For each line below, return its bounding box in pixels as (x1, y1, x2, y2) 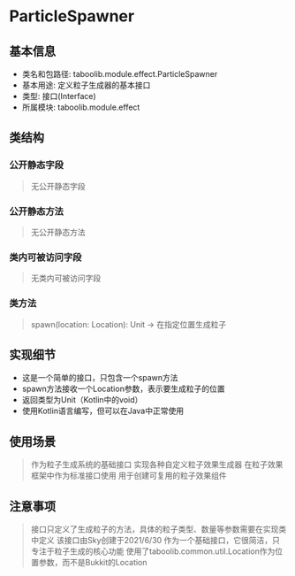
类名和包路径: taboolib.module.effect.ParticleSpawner (21, 69, 218, 79)
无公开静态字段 (30, 180, 86, 191)
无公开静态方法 (30, 227, 86, 237)
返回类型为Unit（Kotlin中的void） (21, 395, 143, 405)
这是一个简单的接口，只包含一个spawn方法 (21, 372, 178, 383)
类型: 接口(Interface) (21, 91, 97, 101)
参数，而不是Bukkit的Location (38, 557, 147, 568)
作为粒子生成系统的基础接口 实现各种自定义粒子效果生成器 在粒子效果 (30, 459, 284, 470)
